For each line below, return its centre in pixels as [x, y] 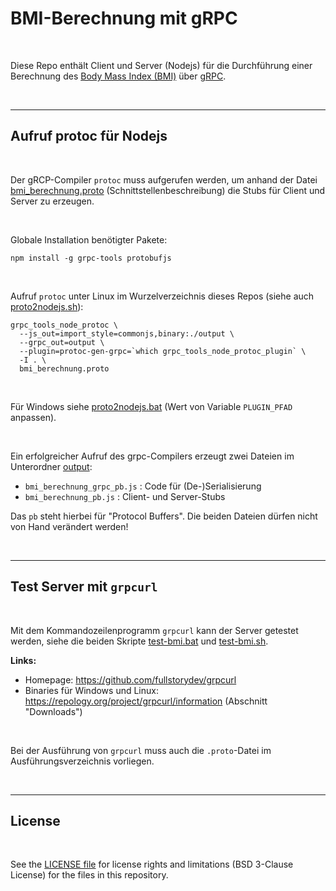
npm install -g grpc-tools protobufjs [91, 258]
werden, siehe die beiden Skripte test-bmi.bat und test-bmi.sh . [139, 641]
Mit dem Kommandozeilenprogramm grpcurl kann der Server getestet [154, 630]
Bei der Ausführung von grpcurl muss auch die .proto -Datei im [141, 750]
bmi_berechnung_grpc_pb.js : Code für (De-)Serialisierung [143, 486]
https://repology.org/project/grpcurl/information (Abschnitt [146, 701]
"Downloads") [53, 711]
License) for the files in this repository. [89, 875]
